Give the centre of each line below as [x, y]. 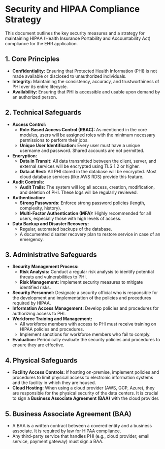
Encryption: [25, 155]
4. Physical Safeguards [41, 360]
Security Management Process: [45, 267]
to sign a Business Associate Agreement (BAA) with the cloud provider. [86, 398]
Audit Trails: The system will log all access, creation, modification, [87, 187]
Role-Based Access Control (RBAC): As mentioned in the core [83, 129]
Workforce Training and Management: [52, 319]
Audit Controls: [28, 182]
